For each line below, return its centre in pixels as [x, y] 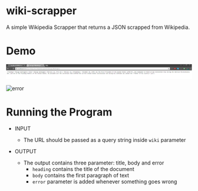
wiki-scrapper [42, 11]
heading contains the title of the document [83, 169]
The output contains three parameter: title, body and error [94, 163]
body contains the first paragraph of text [81, 176]
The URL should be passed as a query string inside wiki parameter [105, 140]
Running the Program [59, 112]
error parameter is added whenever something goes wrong [105, 182]
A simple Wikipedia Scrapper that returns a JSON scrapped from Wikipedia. [98, 27]
